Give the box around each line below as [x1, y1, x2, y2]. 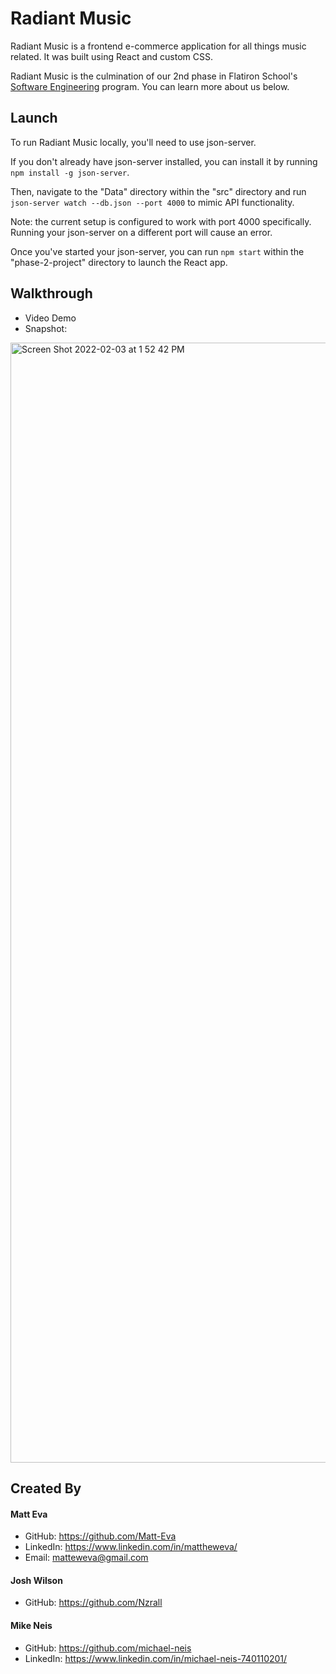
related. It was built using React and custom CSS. [10, 50, 213, 62]
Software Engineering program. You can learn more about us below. [10, 80, 290, 92]
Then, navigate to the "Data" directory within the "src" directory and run [10, 185, 307, 197]
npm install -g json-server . [10, 166, 130, 178]
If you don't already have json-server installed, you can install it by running [10, 155, 318, 167]
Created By [10, 1480, 82, 1497]
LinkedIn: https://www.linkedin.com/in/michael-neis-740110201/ [24, 1652, 288, 1664]
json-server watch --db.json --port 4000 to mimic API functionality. [10, 196, 295, 208]
